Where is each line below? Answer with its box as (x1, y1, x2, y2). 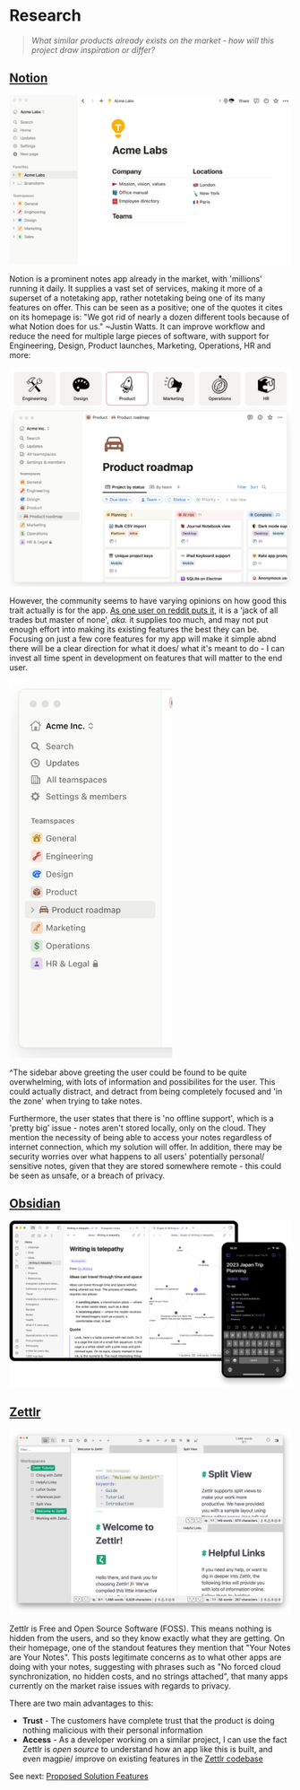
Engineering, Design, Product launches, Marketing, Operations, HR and (9, 340, 271, 351)
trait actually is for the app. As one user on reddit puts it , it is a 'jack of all (9, 605, 279, 616)
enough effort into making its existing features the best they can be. (9, 624, 260, 634)
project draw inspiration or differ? (30, 44, 156, 55)
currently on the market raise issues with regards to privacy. (9, 1681, 231, 1691)
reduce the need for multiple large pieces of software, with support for (9, 331, 270, 342)
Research (9, 5, 82, 26)
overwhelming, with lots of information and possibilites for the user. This (9, 1076, 276, 1087)
